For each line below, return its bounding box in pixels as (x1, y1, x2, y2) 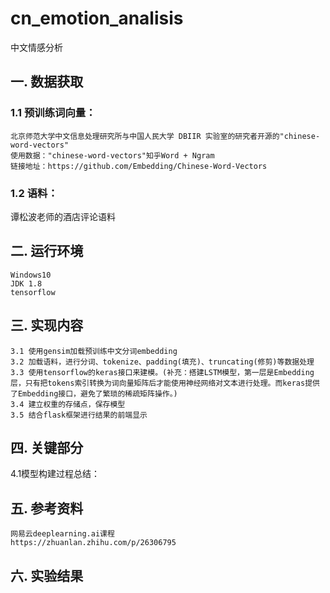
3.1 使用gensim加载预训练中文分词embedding (10, 346, 178, 356)
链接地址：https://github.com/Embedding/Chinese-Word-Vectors (10, 161, 268, 171)
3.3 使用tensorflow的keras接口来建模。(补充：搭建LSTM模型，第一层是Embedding (10, 367, 315, 377)
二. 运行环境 (10, 243, 84, 260)
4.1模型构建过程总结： (10, 468, 101, 480)
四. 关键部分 (10, 439, 84, 456)
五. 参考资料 (10, 500, 84, 517)
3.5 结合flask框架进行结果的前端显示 (10, 410, 148, 420)
